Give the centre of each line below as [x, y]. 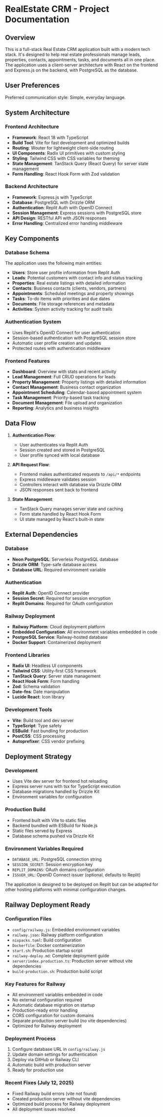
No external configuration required [47, 1000]
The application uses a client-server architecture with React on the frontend [81, 65]
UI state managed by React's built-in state [62, 519]
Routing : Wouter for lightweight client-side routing [63, 148]
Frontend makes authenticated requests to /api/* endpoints [80, 474]
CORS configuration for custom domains [53, 1016]
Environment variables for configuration [52, 797]
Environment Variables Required [44, 848]
